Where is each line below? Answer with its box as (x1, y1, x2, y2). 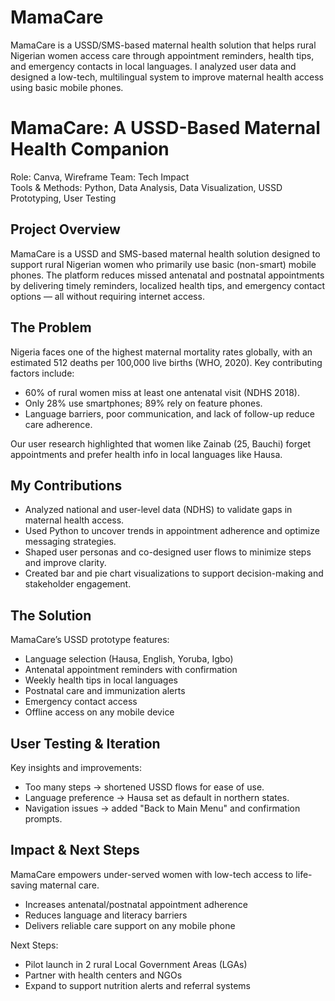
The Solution (10, 607, 92, 624)
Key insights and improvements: (10, 761, 142, 773)
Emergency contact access (24, 696, 138, 708)
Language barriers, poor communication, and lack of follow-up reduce (24, 407, 315, 420)
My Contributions (10, 477, 123, 494)
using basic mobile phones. (10, 81, 124, 93)
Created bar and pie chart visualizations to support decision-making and (24, 567, 324, 580)
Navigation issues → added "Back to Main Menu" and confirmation (24, 802, 301, 814)
